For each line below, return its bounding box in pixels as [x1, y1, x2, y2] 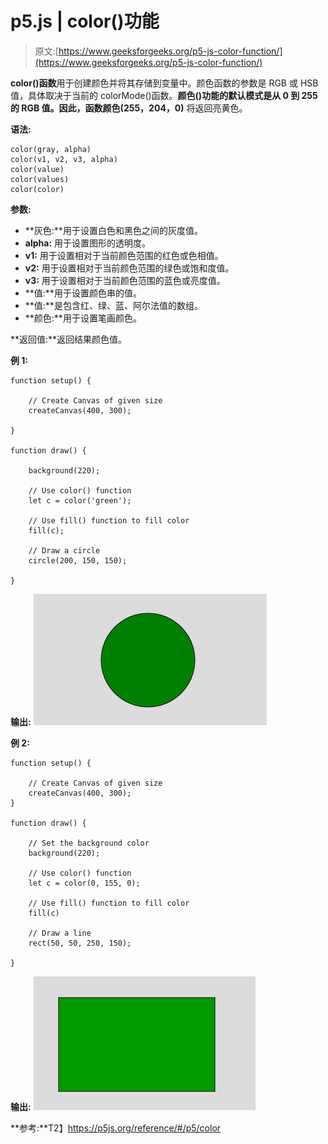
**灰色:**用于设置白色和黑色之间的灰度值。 [24, 224, 203, 236]
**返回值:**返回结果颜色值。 [10, 333, 128, 345]
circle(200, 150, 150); [28, 555, 128, 566]
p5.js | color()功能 [10, 10, 160, 33]
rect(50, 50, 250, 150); [28, 938, 132, 948]
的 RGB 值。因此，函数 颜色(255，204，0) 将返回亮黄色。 [10, 102, 248, 114]
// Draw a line [28, 928, 92, 938]
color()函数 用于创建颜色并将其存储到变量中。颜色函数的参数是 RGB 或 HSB [10, 77, 319, 89]
